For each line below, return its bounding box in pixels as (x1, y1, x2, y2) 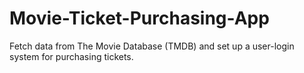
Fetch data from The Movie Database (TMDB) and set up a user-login (9, 40, 295, 52)
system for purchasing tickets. (9, 50, 134, 62)
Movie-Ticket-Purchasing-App (9, 7, 270, 30)
